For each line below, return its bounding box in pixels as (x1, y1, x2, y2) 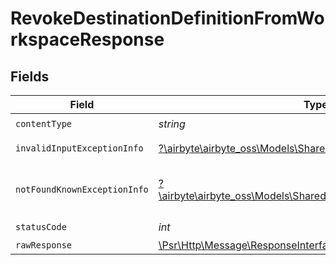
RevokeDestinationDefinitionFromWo (10, 7, 325, 30)
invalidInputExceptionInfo (15, 143, 144, 154)
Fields (10, 68, 50, 85)
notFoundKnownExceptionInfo (15, 184, 149, 195)
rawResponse (15, 240, 73, 251)
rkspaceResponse (10, 28, 165, 51)
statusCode (15, 221, 67, 232)
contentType (15, 118, 73, 129)
